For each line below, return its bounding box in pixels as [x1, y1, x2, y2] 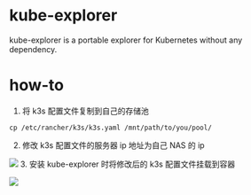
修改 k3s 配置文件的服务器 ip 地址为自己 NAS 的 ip [21, 139, 206, 151]
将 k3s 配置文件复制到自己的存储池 [21, 105, 149, 116]
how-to [9, 75, 65, 96]
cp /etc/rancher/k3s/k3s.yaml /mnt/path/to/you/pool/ [9, 123, 213, 132]
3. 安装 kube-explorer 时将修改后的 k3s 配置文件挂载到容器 [20, 159, 236, 169]
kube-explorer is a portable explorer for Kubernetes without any [9, 35, 243, 45]
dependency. [9, 43, 58, 54]
